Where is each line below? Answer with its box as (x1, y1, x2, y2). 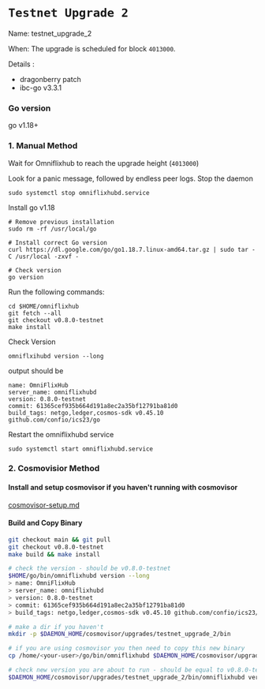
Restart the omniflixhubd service (8, 429, 114, 439)
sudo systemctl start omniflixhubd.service (8, 444, 154, 453)
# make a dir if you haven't (8, 623, 104, 631)
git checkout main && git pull (8, 535, 111, 544)
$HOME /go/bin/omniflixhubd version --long (8, 572, 150, 580)
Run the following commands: (8, 286, 105, 297)
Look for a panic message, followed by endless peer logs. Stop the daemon (8, 174, 254, 183)
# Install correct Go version (8, 238, 108, 246)
